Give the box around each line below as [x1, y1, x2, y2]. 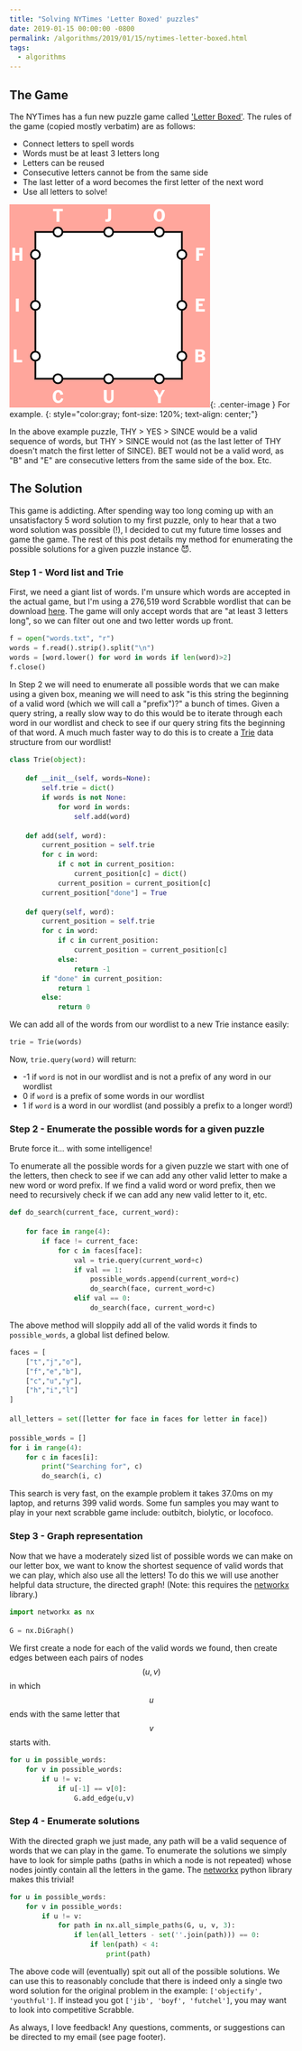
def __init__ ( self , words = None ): [25, 774, 151, 783]
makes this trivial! [9, 1874, 75, 1885]
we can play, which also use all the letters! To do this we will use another [9, 1570, 279, 1580]
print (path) [105, 1950, 151, 1959]
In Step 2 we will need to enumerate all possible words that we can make [9, 678, 279, 690]
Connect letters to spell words [22, 138, 135, 149]
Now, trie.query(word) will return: [9, 1054, 137, 1065]
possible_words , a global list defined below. [9, 1328, 169, 1340]
